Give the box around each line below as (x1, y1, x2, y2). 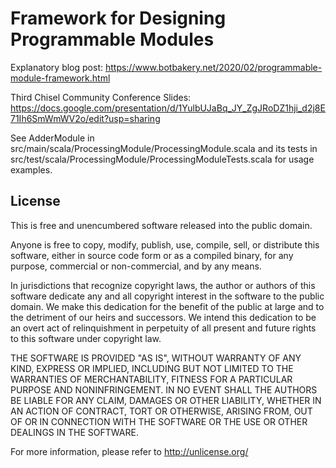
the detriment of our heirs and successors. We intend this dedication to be (10, 311, 317, 323)
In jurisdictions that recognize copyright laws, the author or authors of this (10, 279, 316, 291)
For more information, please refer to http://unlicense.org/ (10, 445, 249, 457)
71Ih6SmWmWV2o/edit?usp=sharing (10, 112, 161, 124)
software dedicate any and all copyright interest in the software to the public (10, 290, 325, 302)
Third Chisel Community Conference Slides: (10, 91, 192, 103)
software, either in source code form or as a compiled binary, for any (10, 249, 294, 261)
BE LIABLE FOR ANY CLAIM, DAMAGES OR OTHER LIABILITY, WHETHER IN (10, 394, 322, 406)
